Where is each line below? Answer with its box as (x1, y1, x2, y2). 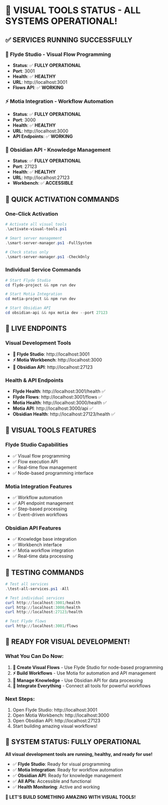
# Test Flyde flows (5, 619, 47, 624)
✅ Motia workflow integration (12, 547, 74, 553)
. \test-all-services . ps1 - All (5, 586, 70, 591)
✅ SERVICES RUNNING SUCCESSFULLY (5, 36, 133, 44)
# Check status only (5, 250, 49, 255)
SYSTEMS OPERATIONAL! (5, 15, 118, 27)
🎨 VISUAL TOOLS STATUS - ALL (5, 5, 141, 16)
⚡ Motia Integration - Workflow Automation (5, 97, 114, 104)
